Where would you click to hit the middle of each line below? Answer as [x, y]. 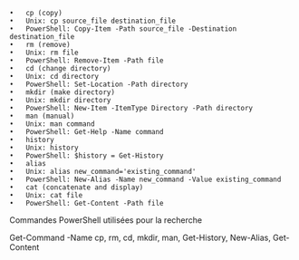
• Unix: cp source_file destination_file [93, 21]
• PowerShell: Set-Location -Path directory [99, 84]
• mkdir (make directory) [63, 92]
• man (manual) [42, 116]
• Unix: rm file [44, 53]
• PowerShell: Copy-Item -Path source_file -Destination [123, 29]
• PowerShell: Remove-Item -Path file [87, 61]
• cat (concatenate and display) [77, 188]
